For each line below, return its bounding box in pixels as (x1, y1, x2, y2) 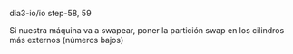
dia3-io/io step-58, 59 (9, 8, 93, 18)
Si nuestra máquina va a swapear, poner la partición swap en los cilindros (9, 25, 285, 35)
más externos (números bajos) (9, 35, 124, 45)
